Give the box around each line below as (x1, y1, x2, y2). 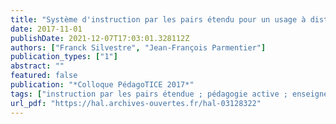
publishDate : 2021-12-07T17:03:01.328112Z (10, 33, 190, 43)
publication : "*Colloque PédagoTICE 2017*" (10, 80, 195, 90)
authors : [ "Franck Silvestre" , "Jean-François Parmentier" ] (10, 42, 267, 53)
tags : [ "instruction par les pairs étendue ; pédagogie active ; (10, 89, 288, 99)
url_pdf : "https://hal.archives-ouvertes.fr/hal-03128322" (10, 98, 262, 108)
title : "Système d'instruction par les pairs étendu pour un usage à (10, 14, 307, 25)
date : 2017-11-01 (10, 24, 83, 34)
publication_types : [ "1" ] (10, 52, 118, 62)
